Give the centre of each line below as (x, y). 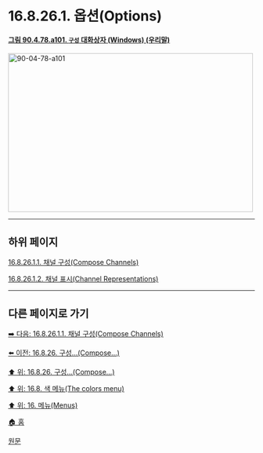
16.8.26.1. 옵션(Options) (85, 16)
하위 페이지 (33, 242)
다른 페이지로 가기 (49, 313)
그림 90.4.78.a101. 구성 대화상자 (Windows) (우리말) (89, 39)
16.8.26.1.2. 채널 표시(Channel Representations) (83, 279)
